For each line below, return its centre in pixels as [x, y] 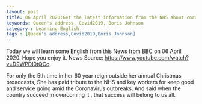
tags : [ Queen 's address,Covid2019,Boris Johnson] [71, 34]
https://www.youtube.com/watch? [147, 58]
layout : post [23, 12]
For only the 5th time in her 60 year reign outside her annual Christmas [94, 76]
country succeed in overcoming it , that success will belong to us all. [91, 95]
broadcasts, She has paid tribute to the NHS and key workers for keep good [100, 82]
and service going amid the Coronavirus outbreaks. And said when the [94, 88]
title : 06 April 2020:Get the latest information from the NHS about [95, 17]
